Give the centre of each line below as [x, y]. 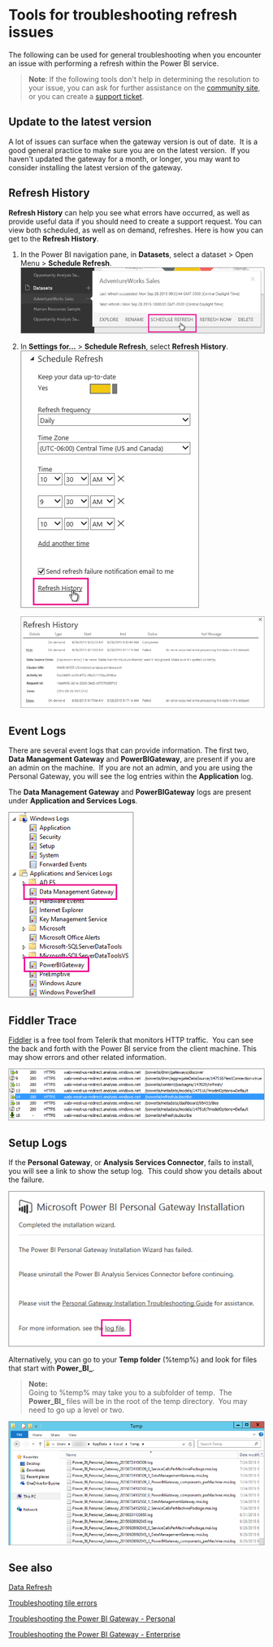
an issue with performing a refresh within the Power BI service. [114, 63]
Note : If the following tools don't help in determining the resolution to [144, 79]
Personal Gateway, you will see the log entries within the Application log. [131, 776]
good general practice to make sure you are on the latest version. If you [129, 150]
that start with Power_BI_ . [52, 1368]
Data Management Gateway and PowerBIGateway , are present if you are [132, 759]
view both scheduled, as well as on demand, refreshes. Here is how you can [136, 230]
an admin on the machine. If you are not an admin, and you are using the [131, 768]
